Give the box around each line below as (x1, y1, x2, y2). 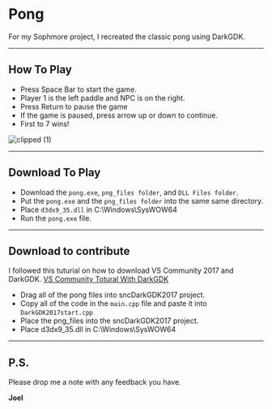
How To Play (8, 62, 73, 77)
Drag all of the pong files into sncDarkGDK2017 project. (19, 290, 206, 300)
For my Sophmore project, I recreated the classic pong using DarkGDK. (8, 32, 245, 41)
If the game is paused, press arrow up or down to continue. (19, 110, 219, 120)
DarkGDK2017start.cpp (19, 309, 93, 317)
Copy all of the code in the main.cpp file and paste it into (19, 299, 208, 308)
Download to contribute (8, 244, 130, 258)
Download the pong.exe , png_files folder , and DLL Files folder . (19, 187, 239, 197)
